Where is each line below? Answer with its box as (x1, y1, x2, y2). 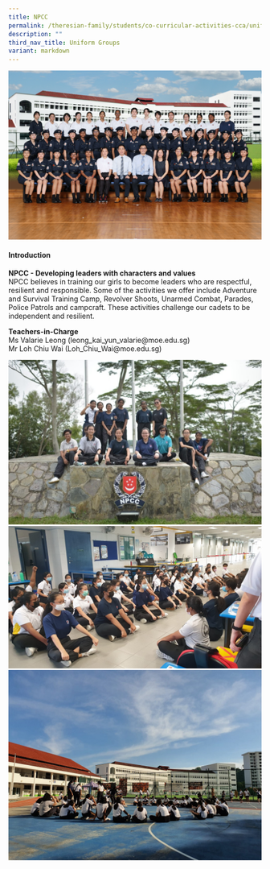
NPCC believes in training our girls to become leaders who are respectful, (8, 277, 252, 286)
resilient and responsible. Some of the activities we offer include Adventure (8, 286, 257, 295)
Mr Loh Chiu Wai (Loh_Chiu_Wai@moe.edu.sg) (8, 344, 162, 354)
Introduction (8, 250, 51, 260)
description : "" (8, 30, 63, 38)
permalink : (8, 21, 45, 30)
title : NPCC (8, 13, 48, 21)
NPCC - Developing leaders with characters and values (8, 268, 196, 278)
